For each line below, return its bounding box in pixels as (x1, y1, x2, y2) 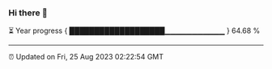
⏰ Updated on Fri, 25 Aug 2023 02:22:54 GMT (8, 52, 164, 62)
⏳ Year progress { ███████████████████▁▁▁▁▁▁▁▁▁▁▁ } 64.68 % (8, 26, 261, 35)
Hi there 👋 (8, 7, 49, 18)
